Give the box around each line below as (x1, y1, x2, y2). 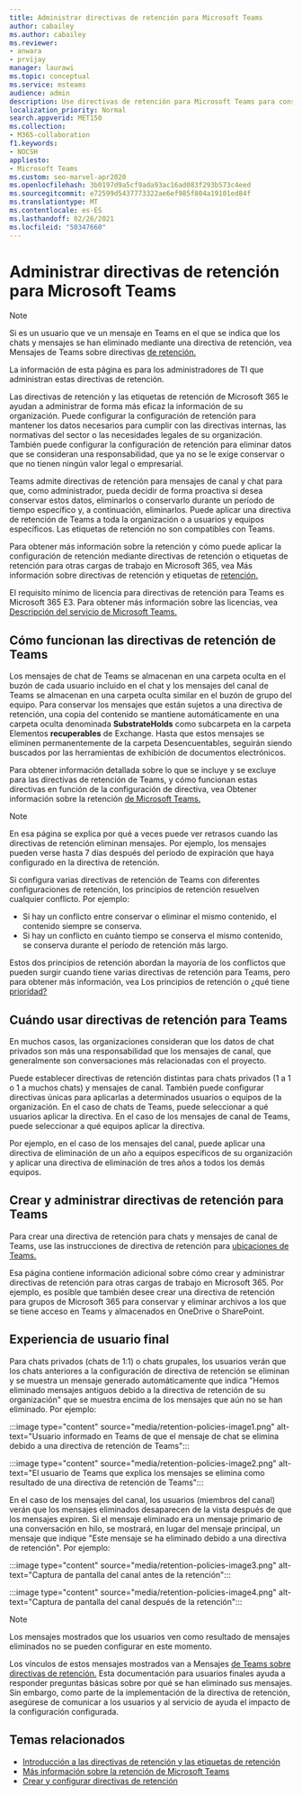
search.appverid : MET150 (9, 114, 102, 123)
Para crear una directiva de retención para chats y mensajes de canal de (9, 1231, 279, 1242)
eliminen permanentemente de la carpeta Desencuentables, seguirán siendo (9, 738, 292, 749)
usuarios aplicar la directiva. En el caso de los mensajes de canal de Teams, (9, 1111, 290, 1122)
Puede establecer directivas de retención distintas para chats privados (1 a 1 (9, 1073, 292, 1084)
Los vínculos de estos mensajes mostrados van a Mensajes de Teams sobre (9, 1658, 291, 1669)
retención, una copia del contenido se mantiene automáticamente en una (9, 709, 280, 720)
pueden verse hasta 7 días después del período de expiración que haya (9, 848, 274, 859)
